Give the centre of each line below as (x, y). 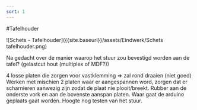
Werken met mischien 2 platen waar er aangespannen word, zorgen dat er (97, 82)
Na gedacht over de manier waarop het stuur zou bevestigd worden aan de (98, 57)
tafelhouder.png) (27, 46)
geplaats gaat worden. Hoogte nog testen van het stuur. (74, 101)
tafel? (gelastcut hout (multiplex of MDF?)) (58, 64)
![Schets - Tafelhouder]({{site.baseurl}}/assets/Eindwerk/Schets (85, 40)
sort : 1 (16, 12)
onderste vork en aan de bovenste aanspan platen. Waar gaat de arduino (95, 94)
